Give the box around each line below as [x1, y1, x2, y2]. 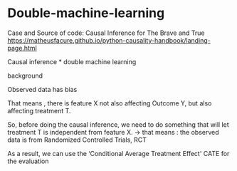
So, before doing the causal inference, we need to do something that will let [7, 120, 229, 129]
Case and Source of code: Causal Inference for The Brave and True [7, 28, 205, 37]
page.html [7, 43, 37, 52]
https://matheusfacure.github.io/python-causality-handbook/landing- [7, 36, 211, 44]
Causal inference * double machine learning [7, 57, 137, 66]
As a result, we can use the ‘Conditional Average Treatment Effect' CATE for [7, 149, 230, 157]
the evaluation [7, 157, 49, 165]
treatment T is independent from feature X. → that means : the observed [7, 128, 219, 136]
